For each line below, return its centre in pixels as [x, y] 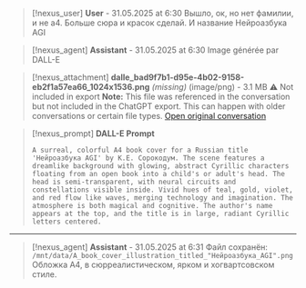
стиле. [44, 274]
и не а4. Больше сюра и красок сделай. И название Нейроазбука [159, 23]
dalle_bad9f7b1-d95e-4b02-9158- [178, 77]
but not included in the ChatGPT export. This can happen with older [158, 106]
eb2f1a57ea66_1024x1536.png [91, 87]
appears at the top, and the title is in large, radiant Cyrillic [160, 214]
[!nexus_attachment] [70, 77]
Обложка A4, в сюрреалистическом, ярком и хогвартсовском [153, 264]
